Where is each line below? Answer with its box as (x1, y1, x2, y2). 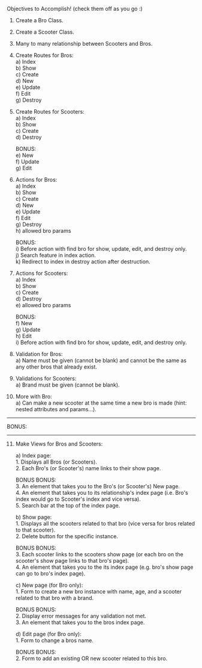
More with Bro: (15, 393, 53, 400)
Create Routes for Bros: (15, 52, 74, 59)
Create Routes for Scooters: (15, 108, 85, 115)
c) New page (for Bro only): (15, 581, 83, 589)
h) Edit (15, 332, 32, 339)
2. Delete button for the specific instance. (15, 533, 119, 540)
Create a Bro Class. (15, 17, 64, 23)
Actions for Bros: (15, 176, 58, 183)
